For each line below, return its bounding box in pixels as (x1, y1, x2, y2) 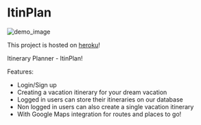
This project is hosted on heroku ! (7, 41, 101, 49)
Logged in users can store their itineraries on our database (16, 95, 183, 104)
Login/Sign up (16, 80, 57, 89)
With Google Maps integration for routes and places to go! (16, 110, 182, 118)
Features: (7, 67, 34, 76)
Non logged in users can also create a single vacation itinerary (16, 102, 194, 111)
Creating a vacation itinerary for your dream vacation (16, 88, 167, 96)
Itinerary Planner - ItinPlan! (7, 54, 83, 62)
